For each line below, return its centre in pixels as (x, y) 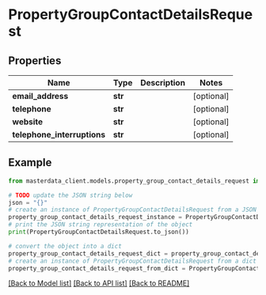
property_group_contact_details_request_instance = (95, 217)
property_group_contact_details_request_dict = (88, 253)
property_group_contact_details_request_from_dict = (97, 268)
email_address (40, 96)
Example (30, 163)
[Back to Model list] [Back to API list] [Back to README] (99, 283)
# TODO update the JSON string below (70, 195)
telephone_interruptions (59, 134)
